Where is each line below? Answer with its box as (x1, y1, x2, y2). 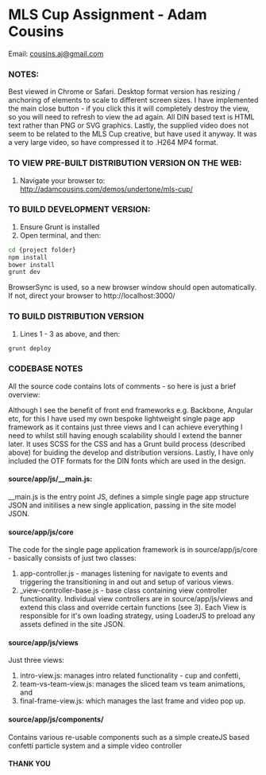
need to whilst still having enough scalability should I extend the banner (8, 430, 242, 440)
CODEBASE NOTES (8, 363, 83, 374)
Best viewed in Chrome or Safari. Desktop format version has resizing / (8, 87, 241, 96)
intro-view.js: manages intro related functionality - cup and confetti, (19, 671, 241, 680)
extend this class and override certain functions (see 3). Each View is (19, 603, 247, 613)
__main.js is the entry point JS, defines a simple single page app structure (8, 492, 249, 501)
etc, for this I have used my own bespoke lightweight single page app (8, 413, 236, 423)
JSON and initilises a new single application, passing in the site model (8, 500, 237, 510)
